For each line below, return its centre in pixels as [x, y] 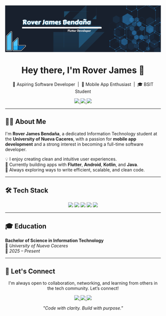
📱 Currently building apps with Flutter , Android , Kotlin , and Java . [72, 164]
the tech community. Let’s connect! [83, 288]
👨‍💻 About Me [26, 122]
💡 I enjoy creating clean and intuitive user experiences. [61, 159]
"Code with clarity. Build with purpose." [83, 308]
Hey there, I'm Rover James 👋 [83, 70]
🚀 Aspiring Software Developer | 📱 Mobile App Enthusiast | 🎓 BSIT [83, 84]
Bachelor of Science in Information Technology [54, 240]
